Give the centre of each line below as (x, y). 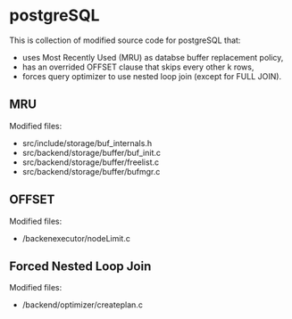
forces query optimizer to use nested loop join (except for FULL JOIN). (152, 76)
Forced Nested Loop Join (80, 266)
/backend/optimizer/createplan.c (82, 305)
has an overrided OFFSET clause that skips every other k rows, (138, 67)
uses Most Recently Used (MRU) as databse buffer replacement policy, (153, 57)
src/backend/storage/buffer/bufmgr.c (91, 171)
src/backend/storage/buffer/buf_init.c (92, 152)
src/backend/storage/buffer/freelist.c (90, 162)
